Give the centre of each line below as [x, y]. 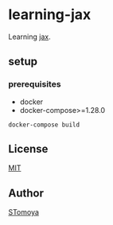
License [28, 149]
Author [26, 193]
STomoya [24, 212]
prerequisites [35, 84]
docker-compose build [44, 125]
